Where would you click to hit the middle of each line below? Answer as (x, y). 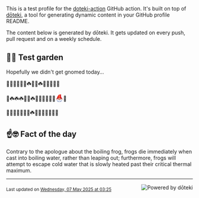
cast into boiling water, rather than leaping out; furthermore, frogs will (91, 158)
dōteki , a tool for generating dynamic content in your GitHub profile (88, 15)
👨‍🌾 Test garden (35, 58)
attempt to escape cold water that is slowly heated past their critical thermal (99, 164)
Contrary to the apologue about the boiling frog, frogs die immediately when (99, 151)
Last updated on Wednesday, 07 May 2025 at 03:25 (59, 189)
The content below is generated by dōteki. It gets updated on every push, (96, 33)
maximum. (19, 170)
